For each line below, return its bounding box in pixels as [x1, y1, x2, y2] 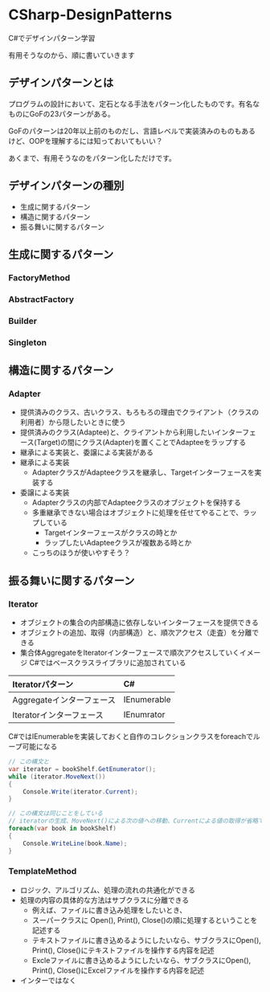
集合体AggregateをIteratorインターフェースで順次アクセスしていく [19, 648, 240, 658]
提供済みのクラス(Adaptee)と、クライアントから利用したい [19, 427, 215, 437]
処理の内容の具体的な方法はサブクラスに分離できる [19, 895, 190, 904]
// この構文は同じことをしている [8, 810, 103, 818]
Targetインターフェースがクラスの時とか [43, 528, 178, 537]
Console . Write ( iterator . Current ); [22, 787, 138, 796]
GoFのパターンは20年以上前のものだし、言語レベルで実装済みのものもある [8, 126, 256, 136]
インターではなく [19, 975, 76, 985]
